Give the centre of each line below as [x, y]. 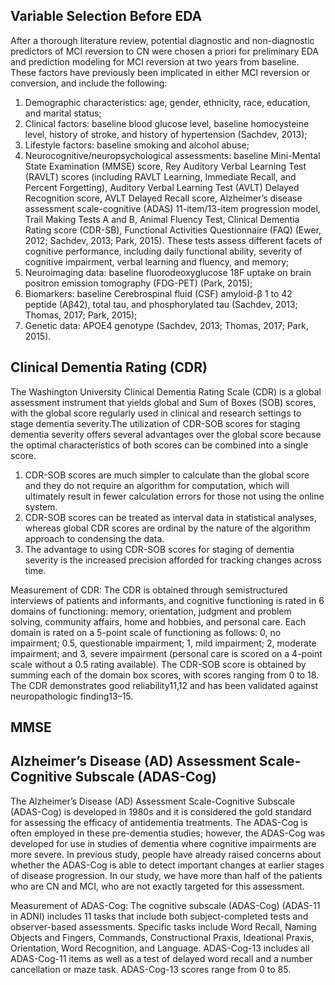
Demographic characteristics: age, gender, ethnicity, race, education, [167, 102]
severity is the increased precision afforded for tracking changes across [173, 560]
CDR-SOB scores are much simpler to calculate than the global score [167, 475]
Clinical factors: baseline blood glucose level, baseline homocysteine [167, 123]
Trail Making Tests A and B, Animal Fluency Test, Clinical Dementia [162, 219]
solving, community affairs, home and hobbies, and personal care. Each [158, 621]
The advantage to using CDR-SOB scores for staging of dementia [159, 549]
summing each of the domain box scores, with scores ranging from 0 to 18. [165, 675]
